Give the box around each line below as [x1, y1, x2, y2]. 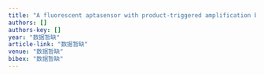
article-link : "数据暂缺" [8, 41, 89, 48]
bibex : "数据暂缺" [8, 55, 64, 63]
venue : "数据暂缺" [8, 48, 64, 55]
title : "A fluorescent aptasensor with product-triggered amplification [8, 11, 251, 20]
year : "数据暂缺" [8, 33, 60, 41]
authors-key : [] [8, 26, 61, 34]
